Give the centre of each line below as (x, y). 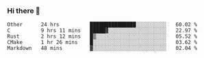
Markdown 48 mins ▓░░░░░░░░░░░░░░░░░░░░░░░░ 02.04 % (102, 49)
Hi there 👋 (24, 11)
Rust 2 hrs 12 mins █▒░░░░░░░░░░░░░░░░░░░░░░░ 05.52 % (102, 36)
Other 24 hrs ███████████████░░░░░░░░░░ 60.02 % (102, 25)
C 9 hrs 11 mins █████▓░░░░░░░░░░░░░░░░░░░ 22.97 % (102, 31)
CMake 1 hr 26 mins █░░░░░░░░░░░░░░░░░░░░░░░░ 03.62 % (102, 42)
